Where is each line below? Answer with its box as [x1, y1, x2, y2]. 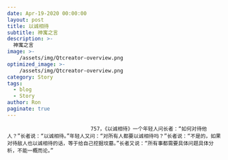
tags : [7, 80, 23, 87]
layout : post [7, 16, 44, 23]
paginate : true [7, 105, 51, 112]
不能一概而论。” [16, 147, 54, 154]
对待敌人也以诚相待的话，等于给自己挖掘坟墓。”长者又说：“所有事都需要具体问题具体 [7, 139, 210, 147]
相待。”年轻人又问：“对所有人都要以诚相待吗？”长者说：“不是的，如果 [53, 133, 221, 139]
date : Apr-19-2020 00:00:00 [7, 10, 87, 17]
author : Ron [7, 99, 41, 106]
